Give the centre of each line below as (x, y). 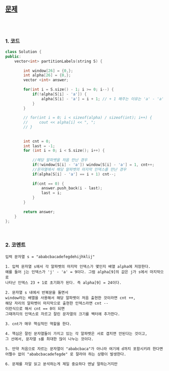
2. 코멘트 (16, 245)
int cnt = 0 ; (37, 141)
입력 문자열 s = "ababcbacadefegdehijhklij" (50, 257)
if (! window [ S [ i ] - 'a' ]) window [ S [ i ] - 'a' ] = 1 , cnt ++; (93, 165)
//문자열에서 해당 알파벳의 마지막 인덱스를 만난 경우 (79, 169)
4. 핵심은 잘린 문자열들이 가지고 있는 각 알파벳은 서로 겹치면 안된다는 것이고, (76, 334)
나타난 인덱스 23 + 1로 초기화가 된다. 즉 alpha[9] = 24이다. (64, 282)
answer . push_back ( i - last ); (72, 188)
